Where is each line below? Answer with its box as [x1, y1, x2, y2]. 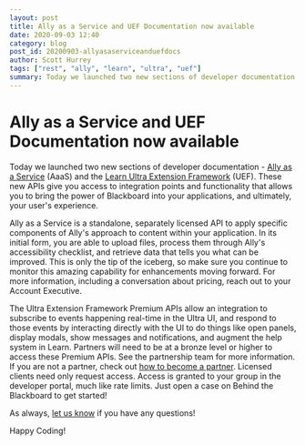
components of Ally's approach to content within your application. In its [9, 227, 278, 238]
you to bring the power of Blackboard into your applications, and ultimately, [9, 190, 292, 201]
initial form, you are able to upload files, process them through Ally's [9, 237, 266, 248]
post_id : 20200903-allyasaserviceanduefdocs [9, 47, 181, 56]
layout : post [9, 13, 59, 23]
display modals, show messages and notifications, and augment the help [9, 331, 282, 342]
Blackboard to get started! [9, 389, 107, 400]
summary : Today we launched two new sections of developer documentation [9, 73, 296, 82]
